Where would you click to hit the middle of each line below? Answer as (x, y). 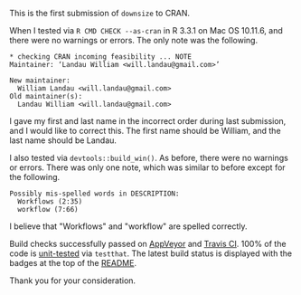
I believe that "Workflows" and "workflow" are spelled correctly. (128, 226)
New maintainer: (40, 81)
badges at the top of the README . (73, 263)
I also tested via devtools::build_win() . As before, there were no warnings (149, 158)
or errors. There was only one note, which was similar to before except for (148, 167)
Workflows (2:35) (50, 202)
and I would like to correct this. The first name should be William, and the (146, 131)
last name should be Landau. (63, 140)
